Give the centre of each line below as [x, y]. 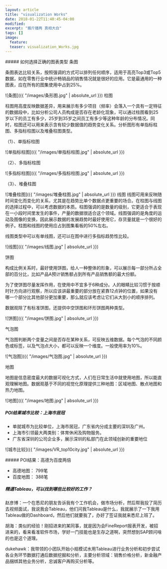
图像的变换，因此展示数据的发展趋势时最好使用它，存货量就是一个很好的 [88, 219]
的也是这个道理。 [23, 538]
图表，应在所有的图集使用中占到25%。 [45, 85]
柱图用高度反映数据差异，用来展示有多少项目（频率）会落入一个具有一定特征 [83, 106]
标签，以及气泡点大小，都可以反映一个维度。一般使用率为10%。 [79, 346]
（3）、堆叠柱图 [21, 184]
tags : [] [14, 33]
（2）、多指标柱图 [23, 162]
